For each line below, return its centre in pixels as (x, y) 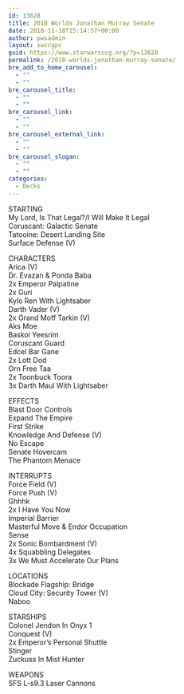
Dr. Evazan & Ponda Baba (50, 275)
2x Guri (20, 292)
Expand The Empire (41, 418)
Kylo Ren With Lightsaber (50, 301)
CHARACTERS (32, 258)
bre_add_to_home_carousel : (53, 68)
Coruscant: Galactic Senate (53, 226)
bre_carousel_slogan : (44, 156)
